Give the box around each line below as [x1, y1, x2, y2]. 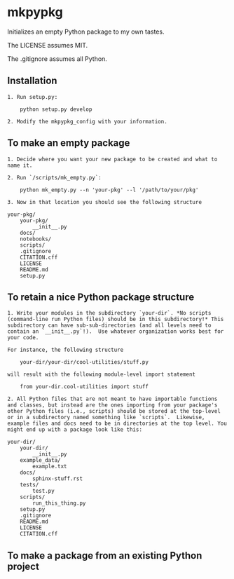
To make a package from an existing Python [7, 550, 202, 561]
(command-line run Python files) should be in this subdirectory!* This [7, 316, 224, 323]
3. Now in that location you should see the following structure [7, 198, 202, 205]
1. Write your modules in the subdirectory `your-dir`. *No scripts [7, 310, 212, 317]
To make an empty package [7, 137, 130, 149]
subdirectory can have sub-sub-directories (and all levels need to [7, 322, 212, 329]
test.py [32, 488, 55, 495]
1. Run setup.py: [7, 93, 58, 100]
